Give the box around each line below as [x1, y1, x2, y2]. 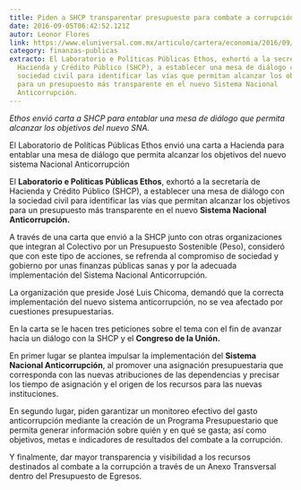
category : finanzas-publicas [9, 47, 118, 56]
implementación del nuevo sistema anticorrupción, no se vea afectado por [9, 297, 284, 307]
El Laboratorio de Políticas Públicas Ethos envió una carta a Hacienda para [9, 140, 285, 150]
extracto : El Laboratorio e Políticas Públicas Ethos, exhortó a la [9, 55, 271, 64]
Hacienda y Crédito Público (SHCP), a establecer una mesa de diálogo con [9, 185, 285, 196]
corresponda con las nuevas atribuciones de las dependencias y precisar [9, 369, 280, 380]
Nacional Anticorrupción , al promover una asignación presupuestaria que [9, 359, 284, 370]
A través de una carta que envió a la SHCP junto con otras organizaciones [9, 231, 282, 242]
